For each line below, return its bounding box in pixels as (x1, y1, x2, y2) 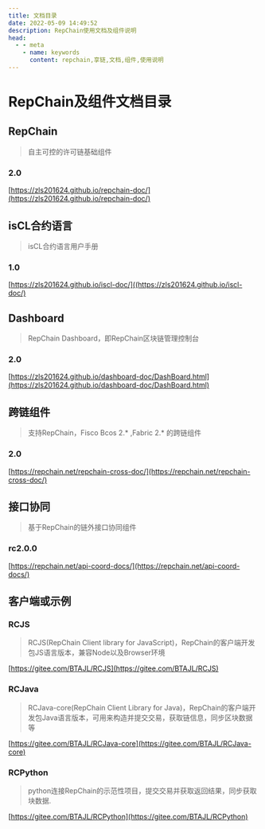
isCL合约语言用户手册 (27, 241, 99, 251)
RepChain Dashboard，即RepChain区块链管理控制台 (27, 333, 200, 343)
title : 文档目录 (8, 11, 57, 20)
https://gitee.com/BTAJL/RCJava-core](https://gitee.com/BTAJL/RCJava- (10, 738, 252, 748)
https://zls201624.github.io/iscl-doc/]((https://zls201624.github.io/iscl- (10, 280, 243, 290)
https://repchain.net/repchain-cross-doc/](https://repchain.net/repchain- (10, 466, 251, 476)
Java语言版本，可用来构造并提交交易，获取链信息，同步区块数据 (41, 713, 253, 722)
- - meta (15, 41, 45, 49)
